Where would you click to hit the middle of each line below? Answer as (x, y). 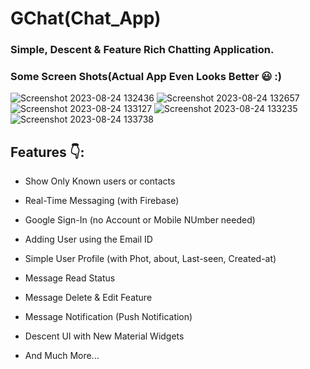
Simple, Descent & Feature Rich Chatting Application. (142, 50)
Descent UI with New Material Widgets (104, 336)
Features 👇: (47, 152)
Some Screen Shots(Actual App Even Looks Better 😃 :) (146, 77)
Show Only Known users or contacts (100, 181)
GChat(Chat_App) (86, 18)
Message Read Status (70, 278)
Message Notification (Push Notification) (108, 317)
